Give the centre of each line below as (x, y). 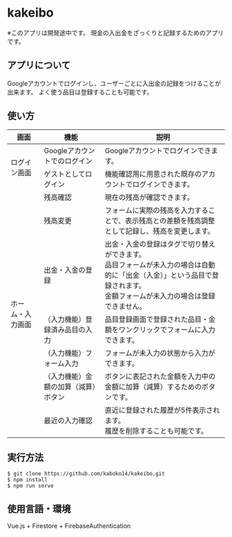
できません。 (125, 306)
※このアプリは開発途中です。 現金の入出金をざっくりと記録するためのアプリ (116, 33)
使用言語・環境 (39, 509)
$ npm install (28, 480)
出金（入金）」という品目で (169, 275)
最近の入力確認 (68, 420)
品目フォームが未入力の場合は (153, 264)
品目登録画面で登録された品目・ (157, 319)
